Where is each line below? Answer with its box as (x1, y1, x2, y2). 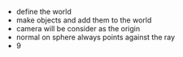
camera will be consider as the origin (15, 24, 141, 33)
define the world (15, 7, 72, 16)
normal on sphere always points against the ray (15, 32, 176, 42)
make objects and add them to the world (15, 15, 152, 25)
